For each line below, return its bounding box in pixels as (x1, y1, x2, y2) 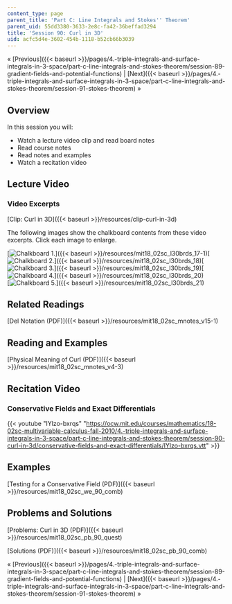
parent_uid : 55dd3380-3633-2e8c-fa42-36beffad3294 (7, 23, 157, 30)
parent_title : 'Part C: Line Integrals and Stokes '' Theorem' (7, 17, 190, 24)
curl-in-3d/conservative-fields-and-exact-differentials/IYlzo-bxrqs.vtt (7, 441, 206, 450)
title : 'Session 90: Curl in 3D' (7, 29, 104, 37)
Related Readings (7, 299, 84, 310)
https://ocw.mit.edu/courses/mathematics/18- (86, 419, 217, 427)
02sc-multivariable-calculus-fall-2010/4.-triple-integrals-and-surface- (7, 427, 208, 435)
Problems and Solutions (7, 507, 112, 519)
